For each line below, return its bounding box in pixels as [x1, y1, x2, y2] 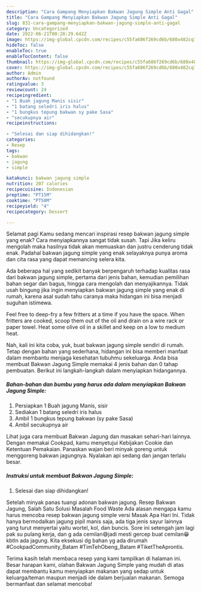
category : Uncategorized [6, 25, 68, 32]
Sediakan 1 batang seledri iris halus [14, 409, 102, 416]
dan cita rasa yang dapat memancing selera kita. [6, 256, 126, 263]
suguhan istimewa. [6, 299, 53, 306]
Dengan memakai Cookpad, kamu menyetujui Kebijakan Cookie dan [6, 439, 173, 446]
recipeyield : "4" [6, 203, 50, 209]
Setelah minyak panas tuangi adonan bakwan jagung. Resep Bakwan [6, 499, 176, 506]
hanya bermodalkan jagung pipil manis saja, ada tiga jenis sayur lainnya [6, 518, 182, 525]
